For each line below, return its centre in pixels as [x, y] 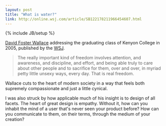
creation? [15, 120]
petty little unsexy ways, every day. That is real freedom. [75, 74]
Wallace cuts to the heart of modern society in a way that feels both [75, 83]
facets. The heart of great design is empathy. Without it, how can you [76, 104]
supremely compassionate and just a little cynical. [56, 89]
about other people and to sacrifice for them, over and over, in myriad [89, 68]
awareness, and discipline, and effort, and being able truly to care [85, 63]
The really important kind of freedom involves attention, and [79, 58]
